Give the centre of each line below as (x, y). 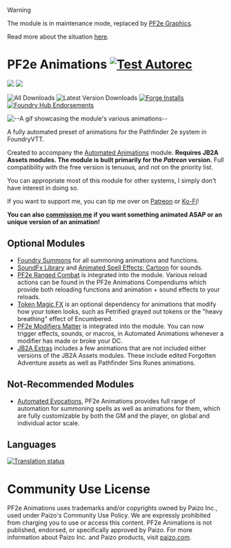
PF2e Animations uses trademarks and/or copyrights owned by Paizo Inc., (112, 508)
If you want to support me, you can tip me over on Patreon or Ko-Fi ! (103, 201)
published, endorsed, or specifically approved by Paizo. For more (100, 530)
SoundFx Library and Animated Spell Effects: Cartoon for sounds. (110, 267)
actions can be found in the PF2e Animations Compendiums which (112, 282)
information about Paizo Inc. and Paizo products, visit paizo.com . (99, 538)
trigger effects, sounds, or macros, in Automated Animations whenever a (120, 333)
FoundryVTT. (26, 139)
